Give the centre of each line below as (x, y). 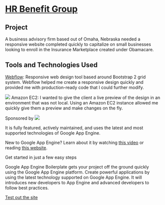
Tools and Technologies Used (51, 65)
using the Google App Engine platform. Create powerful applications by (78, 172)
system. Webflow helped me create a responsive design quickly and (74, 82)
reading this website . (26, 148)
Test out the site (21, 197)
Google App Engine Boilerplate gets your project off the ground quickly (77, 167)
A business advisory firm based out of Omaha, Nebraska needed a (73, 39)
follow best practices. (27, 188)
